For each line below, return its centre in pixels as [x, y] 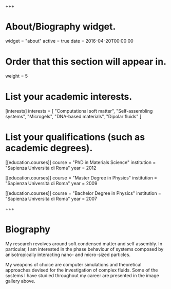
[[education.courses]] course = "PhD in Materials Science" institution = [81, 162]
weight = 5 [17, 76]
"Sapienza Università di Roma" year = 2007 [51, 198]
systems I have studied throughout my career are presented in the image [82, 275]
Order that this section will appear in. [86, 62]
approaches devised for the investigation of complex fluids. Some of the [82, 270]
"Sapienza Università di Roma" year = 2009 [51, 183]
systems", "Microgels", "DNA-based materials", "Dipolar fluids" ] [73, 116]
